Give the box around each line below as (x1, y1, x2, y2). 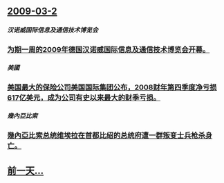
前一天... (7, 164, 44, 176)
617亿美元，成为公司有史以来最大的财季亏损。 (7, 93, 161, 103)
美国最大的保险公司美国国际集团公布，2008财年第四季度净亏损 (7, 82, 217, 92)
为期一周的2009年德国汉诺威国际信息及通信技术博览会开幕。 (7, 45, 210, 55)
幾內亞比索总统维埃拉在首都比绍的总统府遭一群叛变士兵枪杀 (7, 131, 206, 141)
